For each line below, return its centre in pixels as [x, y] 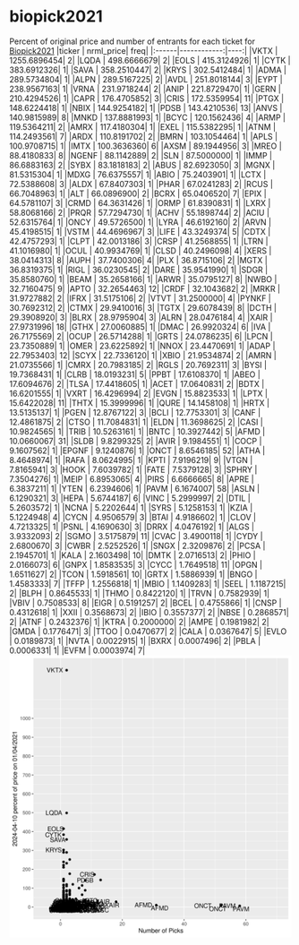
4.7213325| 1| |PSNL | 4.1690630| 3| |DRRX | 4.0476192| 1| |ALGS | [132, 527]
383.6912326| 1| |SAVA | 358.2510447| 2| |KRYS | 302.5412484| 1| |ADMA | [148, 70]
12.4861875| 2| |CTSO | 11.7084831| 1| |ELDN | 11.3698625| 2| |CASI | [137, 422]
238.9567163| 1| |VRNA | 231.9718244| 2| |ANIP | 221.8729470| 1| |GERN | [145, 89]
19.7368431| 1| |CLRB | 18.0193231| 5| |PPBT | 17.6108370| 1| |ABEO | [135, 374]
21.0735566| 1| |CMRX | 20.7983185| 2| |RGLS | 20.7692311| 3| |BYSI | [138, 365]
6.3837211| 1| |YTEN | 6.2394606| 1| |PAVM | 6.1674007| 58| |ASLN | [135, 488]
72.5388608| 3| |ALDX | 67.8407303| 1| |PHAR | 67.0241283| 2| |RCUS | [141, 184]
